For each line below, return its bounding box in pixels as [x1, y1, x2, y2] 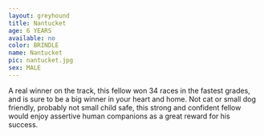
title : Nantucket [8, 19, 67, 27]
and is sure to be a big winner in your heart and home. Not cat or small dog [8, 94, 257, 104]
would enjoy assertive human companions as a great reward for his [8, 111, 230, 121]
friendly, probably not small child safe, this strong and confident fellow [8, 102, 242, 112]
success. [8, 119, 39, 129]
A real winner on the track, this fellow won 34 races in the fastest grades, [8, 86, 250, 95]
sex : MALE [8, 64, 42, 72]
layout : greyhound [8, 11, 70, 20]
